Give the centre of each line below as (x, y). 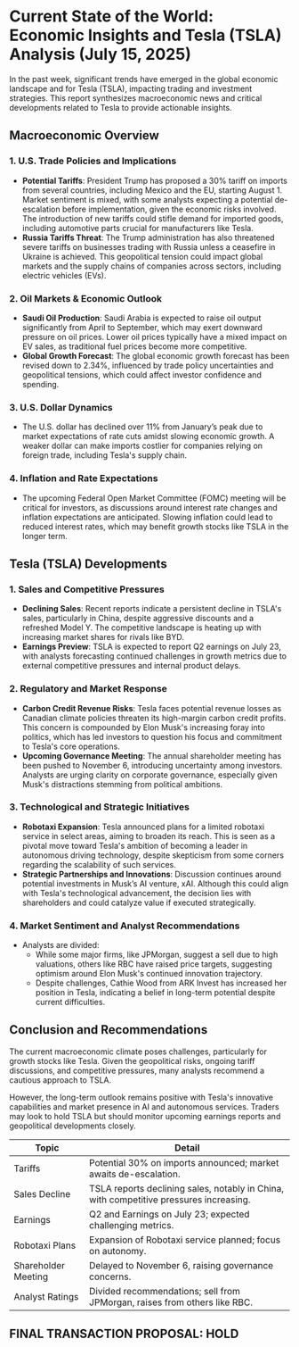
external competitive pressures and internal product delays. (131, 666)
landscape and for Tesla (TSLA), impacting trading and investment (131, 88)
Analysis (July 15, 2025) (100, 54)
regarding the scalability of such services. (99, 864)
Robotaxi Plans (45, 1245)
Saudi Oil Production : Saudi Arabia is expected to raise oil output (141, 318)
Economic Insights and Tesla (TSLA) (145, 35)
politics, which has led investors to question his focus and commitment (152, 736)
